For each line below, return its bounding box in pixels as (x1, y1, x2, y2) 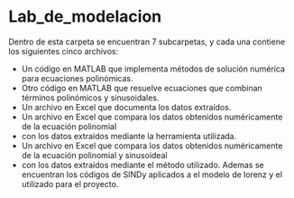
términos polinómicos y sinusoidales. (21, 92, 160, 103)
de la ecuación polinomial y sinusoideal (21, 149, 168, 160)
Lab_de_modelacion (8, 6, 162, 27)
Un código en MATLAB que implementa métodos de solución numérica (21, 63, 286, 74)
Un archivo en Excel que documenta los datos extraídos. (21, 101, 232, 112)
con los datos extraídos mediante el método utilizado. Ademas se (21, 159, 264, 170)
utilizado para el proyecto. (21, 178, 119, 189)
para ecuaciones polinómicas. (21, 72, 133, 83)
